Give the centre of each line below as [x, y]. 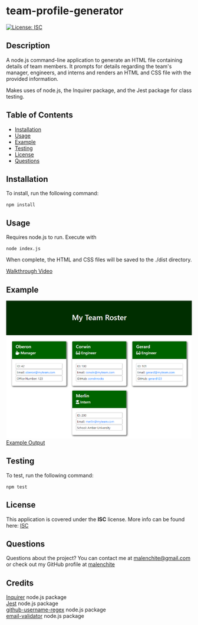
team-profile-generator [65, 11]
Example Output [26, 442]
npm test [17, 487]
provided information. [32, 78]
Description [28, 46]
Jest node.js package [32, 604]
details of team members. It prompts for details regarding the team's [89, 66]
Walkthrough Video [29, 271]
